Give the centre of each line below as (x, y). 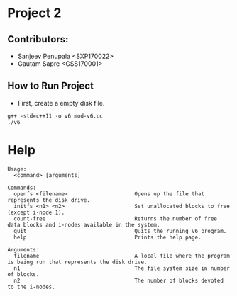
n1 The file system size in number (122, 268)
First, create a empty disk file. (61, 103)
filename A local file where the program (122, 256)
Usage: (17, 169)
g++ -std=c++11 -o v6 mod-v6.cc (55, 116)
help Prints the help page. (108, 237)
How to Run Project (51, 86)
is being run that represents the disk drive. (77, 262)
